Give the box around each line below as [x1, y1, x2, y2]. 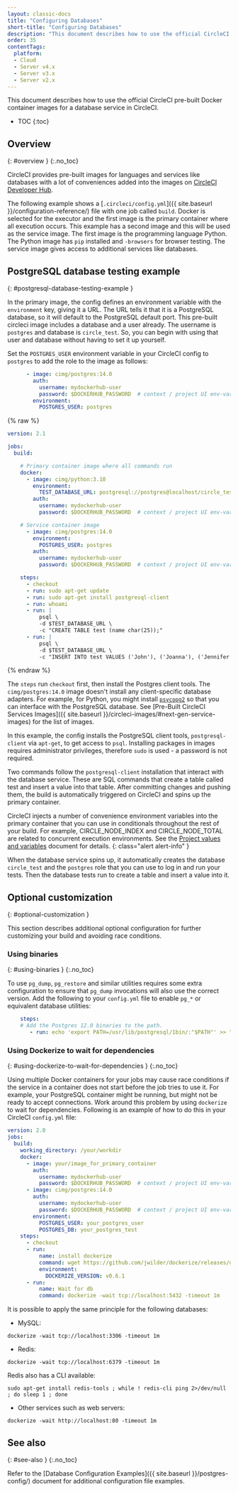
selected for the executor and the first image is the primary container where [7, 215, 229, 223]
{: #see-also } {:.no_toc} [7, 1455, 78, 1464]
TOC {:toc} [17, 117, 50, 126]
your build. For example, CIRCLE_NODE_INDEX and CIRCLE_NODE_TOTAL [7, 827, 223, 836]
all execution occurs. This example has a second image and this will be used [7, 222, 230, 231]
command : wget [38, 1259, 81, 1266]
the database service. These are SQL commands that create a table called [7, 775, 224, 784]
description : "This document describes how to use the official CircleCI [7, 30, 230, 38]
